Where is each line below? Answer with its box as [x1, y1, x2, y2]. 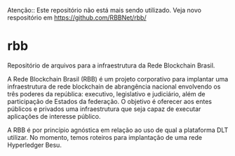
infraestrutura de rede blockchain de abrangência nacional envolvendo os [7, 82, 221, 91]
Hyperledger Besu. [7, 141, 62, 149]
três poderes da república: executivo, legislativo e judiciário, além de [7, 89, 206, 98]
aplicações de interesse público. [7, 112, 101, 120]
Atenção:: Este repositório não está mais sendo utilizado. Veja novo [7, 6, 202, 14]
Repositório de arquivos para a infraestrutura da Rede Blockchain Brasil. [7, 61, 215, 70]
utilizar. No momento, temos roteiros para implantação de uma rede [7, 133, 202, 141]
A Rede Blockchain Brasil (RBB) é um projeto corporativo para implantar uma [7, 74, 229, 83]
